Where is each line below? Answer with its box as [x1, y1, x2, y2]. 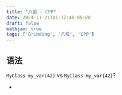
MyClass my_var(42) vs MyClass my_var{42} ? [6, 71, 117, 79]
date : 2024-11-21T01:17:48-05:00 [6, 15, 91, 21]
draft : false [6, 20, 39, 26]
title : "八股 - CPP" [6, 8, 56, 15]
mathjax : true [6, 25, 42, 32]
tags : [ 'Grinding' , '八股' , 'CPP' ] [6, 31, 95, 38]
